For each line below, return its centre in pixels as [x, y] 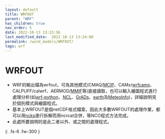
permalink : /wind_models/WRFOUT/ [39, 42]
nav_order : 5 [18, 28]
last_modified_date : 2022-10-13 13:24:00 [49, 37]
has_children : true [25, 23]
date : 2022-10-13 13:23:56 [33, 32]
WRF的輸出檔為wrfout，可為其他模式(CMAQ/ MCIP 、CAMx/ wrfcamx [81, 84]
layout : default [22, 10]
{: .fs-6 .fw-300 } [23, 131]
